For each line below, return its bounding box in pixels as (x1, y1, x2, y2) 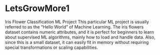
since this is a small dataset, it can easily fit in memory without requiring (5, 39, 149, 45)
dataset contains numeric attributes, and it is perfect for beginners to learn (5, 29, 154, 35)
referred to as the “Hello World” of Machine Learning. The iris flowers (5, 24, 144, 29)
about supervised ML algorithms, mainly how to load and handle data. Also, (5, 34, 156, 40)
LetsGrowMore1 (5, 3, 70, 14)
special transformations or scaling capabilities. (5, 44, 98, 50)
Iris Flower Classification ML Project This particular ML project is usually (5, 19, 149, 25)
